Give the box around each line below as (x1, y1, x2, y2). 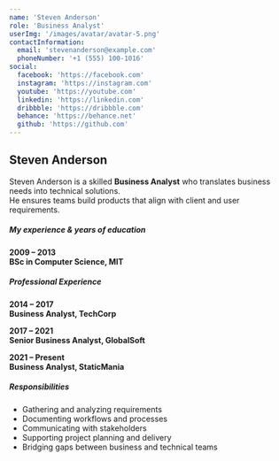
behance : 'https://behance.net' (17, 111, 137, 120)
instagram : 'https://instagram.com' (17, 79, 152, 88)
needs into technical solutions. (9, 185, 121, 196)
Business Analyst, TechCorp (9, 308, 117, 319)
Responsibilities (9, 381, 70, 392)
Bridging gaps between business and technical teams (21, 442, 219, 452)
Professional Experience (9, 276, 102, 288)
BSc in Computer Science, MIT (9, 256, 124, 266)
